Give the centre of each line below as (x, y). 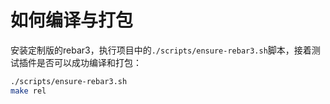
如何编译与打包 (72, 20)
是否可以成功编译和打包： (89, 62)
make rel (28, 91)
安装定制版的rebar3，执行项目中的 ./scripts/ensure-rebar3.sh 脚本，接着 (161, 50)
